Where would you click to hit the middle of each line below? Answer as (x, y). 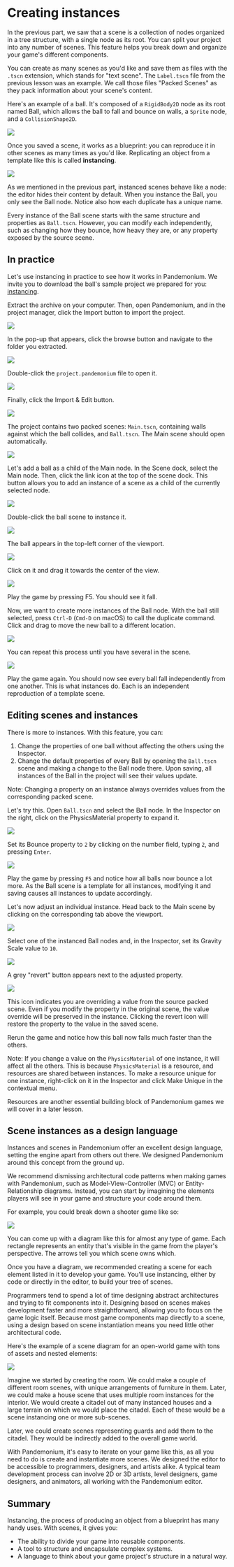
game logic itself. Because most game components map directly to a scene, (116, 1318)
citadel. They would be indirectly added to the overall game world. (102, 1438)
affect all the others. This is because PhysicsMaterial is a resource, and (110, 1066)
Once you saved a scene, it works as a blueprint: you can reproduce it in (111, 145)
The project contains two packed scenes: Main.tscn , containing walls (107, 426)
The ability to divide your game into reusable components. (101, 1541)
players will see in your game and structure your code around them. (105, 1198)
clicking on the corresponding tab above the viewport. (85, 914)
